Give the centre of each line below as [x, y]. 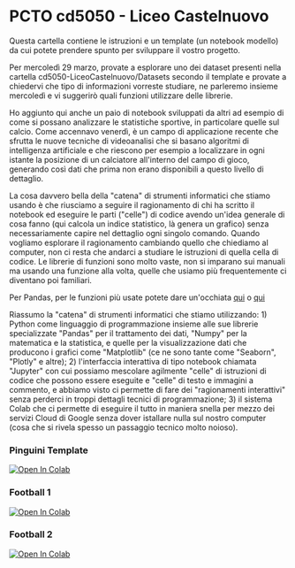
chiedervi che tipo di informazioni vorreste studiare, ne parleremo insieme [144, 86]
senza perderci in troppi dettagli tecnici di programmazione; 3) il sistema [141, 399]
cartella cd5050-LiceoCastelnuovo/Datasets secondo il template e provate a [148, 76]
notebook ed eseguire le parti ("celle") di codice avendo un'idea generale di [147, 214]
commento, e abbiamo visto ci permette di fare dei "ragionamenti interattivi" [147, 389]
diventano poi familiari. [51, 280]
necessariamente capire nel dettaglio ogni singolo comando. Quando [135, 233]
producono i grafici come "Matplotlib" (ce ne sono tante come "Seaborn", [143, 352]
